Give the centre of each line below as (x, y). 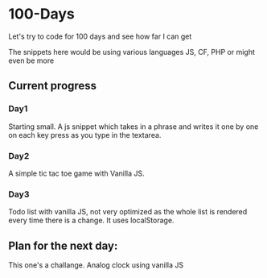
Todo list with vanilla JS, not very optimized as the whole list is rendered (128, 212)
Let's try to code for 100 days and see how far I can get (100, 36)
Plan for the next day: (63, 245)
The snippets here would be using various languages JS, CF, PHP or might (131, 52)
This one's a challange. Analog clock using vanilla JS (96, 265)
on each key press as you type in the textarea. (85, 135)
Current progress (53, 86)
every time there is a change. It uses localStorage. (91, 220)
